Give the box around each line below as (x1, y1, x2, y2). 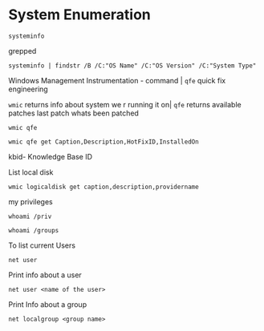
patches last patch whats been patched (8, 108, 139, 118)
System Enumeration (8, 6, 151, 24)
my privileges (8, 196, 54, 206)
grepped (8, 46, 37, 55)
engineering (8, 84, 48, 94)
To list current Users (8, 240, 76, 250)
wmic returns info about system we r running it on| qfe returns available (8, 99, 242, 109)
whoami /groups (8, 226, 59, 234)
